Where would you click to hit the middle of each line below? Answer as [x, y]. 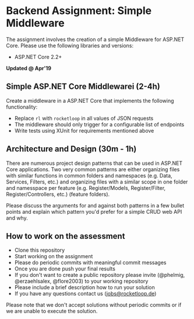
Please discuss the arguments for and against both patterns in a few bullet [95, 205]
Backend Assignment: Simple [79, 11]
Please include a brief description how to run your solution [85, 287]
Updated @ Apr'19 [29, 68]
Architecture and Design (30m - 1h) [71, 149]
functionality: [22, 107]
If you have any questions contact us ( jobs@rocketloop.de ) [85, 294]
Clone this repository [40, 250]
